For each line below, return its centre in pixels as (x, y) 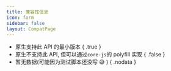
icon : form (20, 18)
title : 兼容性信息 (27, 12)
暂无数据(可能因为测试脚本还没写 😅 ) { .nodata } (75, 62)
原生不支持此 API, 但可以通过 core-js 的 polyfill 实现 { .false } (90, 55)
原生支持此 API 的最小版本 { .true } (58, 47)
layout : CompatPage (31, 29)
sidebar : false (26, 23)
